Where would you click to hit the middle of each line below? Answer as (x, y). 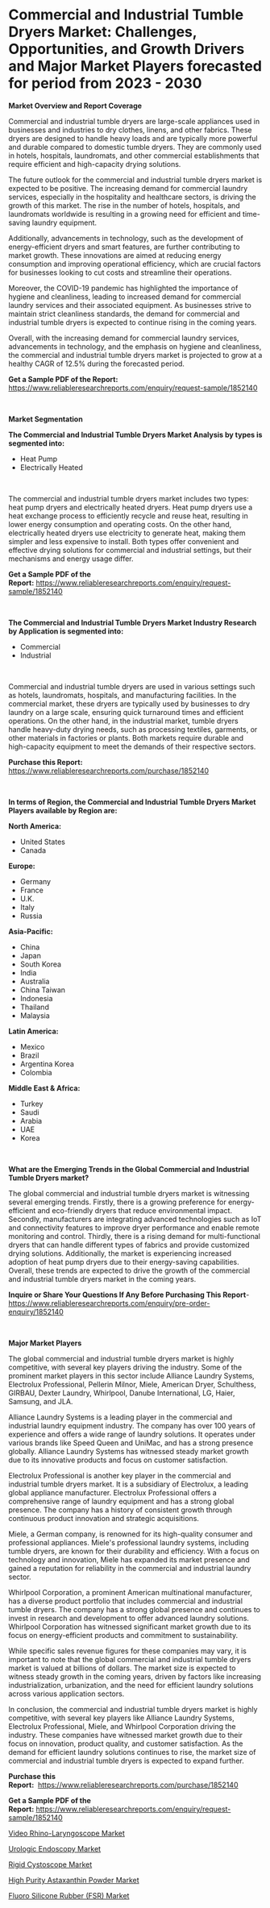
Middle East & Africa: (44, 1088)
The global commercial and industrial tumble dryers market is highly (121, 1358)
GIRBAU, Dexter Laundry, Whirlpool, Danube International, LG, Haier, (122, 1393)
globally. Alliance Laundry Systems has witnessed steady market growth (129, 1451)
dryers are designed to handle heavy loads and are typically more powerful (133, 138)
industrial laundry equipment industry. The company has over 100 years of (132, 1425)
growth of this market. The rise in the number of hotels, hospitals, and (124, 205)
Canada (33, 850)
